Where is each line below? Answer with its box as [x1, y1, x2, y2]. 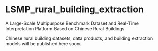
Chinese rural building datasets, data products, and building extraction [5, 35, 153, 41]
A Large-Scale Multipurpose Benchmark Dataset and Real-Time [5, 20, 139, 26]
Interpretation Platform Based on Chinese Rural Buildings [5, 25, 125, 31]
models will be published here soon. [5, 40, 81, 46]
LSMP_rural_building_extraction [5, 4, 144, 15]
